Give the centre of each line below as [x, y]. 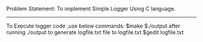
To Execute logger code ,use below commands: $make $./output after [93, 26]
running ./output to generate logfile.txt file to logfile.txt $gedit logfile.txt [95, 32]
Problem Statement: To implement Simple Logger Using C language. [91, 9]
